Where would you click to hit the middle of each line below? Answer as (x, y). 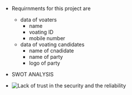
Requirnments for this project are (51, 8)
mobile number (47, 38)
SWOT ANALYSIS (33, 74)
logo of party (44, 63)
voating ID (41, 32)
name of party (46, 57)
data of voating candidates (52, 44)
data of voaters (38, 20)
